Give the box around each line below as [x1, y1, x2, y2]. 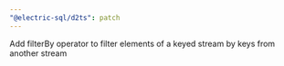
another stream [9, 47, 68, 59]
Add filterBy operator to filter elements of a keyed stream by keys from [9, 38, 276, 49]
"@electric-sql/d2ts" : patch [9, 13, 121, 23]
